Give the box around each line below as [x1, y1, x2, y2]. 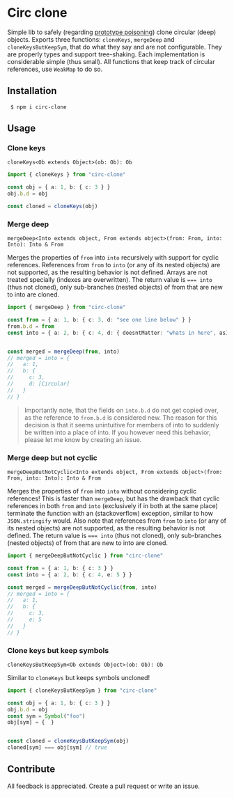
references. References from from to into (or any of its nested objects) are [7, 261, 221, 269]
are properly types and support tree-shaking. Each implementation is [7, 50, 205, 58]
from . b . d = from [7, 322, 54, 330]
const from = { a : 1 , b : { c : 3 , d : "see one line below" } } [7, 317, 192, 324]
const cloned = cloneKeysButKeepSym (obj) [7, 738, 130, 745]
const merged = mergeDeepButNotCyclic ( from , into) [7, 583, 157, 591]
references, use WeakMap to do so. [7, 65, 103, 73]
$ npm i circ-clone [10, 103, 68, 111]
